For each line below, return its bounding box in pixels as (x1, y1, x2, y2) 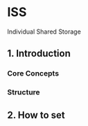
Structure (7, 87, 40, 97)
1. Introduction (7, 48, 71, 59)
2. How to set (7, 109, 65, 121)
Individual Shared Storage (7, 27, 81, 36)
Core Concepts (7, 69, 60, 78)
